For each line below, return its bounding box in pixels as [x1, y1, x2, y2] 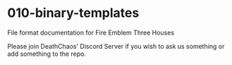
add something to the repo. [7, 49, 87, 58]
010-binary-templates [7, 5, 140, 21]
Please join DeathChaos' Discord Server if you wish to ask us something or [7, 42, 225, 50]
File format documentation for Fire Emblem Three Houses [7, 28, 175, 37]
